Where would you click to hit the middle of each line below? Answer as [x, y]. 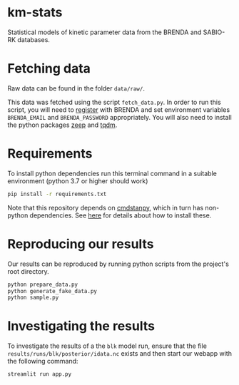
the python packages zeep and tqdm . [62, 125]
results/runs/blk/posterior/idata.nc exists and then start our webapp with [119, 354]
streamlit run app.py [40, 374]
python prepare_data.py [43, 284]
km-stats [35, 12]
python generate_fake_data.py [52, 291]
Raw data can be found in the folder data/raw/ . [76, 88]
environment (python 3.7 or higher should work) [78, 181]
